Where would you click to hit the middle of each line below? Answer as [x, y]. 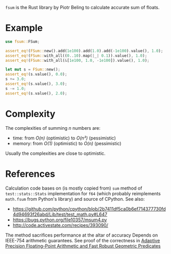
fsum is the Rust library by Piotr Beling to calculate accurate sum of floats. [82, 7]
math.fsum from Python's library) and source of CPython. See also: [75, 199]
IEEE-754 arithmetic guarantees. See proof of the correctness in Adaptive [83, 240]
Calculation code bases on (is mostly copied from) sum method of [74, 188]
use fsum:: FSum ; [22, 41]
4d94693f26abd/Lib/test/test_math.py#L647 [60, 214]
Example [24, 28]
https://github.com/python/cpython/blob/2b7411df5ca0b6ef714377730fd [89, 209]
